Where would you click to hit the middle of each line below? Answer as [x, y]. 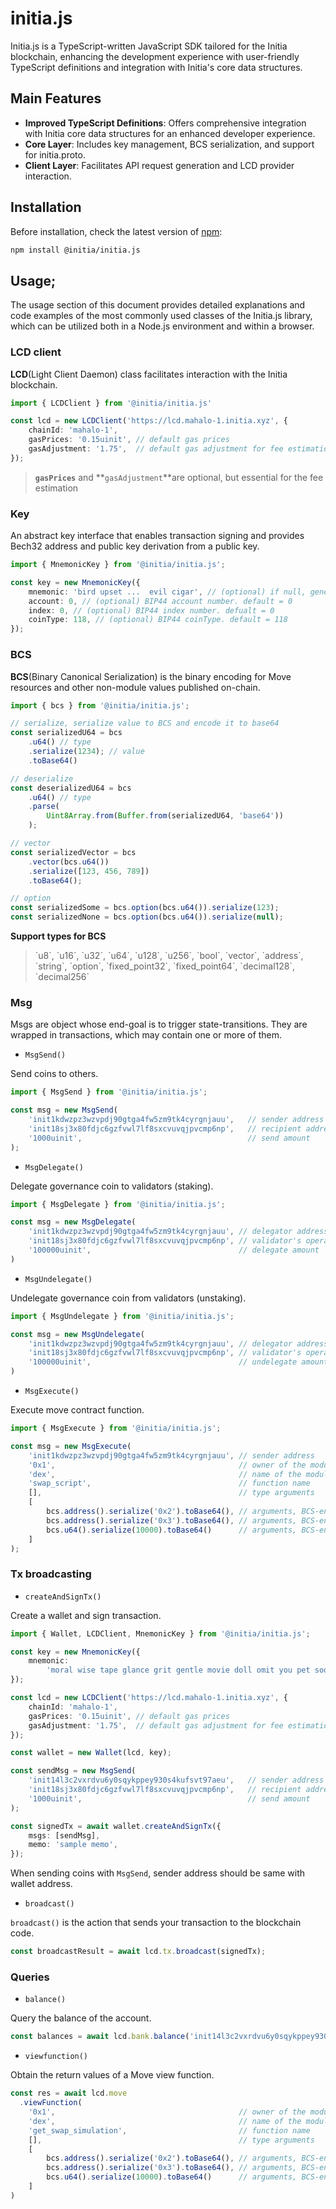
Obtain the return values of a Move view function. [112, 2075]
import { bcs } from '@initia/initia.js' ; [100, 705]
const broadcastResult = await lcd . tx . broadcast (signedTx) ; [138, 1952]
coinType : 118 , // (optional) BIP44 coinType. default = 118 [158, 620]
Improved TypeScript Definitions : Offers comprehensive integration [165, 123]
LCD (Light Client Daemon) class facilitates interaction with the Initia [149, 374]
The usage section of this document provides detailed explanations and [158, 305]
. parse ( [44, 807]
